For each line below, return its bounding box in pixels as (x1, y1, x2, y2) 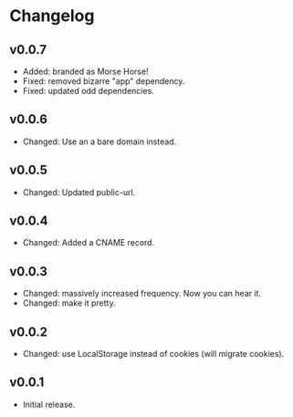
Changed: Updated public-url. (22, 186, 136, 197)
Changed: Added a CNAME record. (22, 237, 155, 248)
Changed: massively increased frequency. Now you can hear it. (22, 288, 262, 299)
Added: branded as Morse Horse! (22, 66, 149, 77)
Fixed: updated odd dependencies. (22, 86, 155, 96)
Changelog (9, 5, 95, 26)
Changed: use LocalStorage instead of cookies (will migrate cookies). (22, 349, 285, 360)
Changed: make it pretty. (22, 297, 116, 308)
